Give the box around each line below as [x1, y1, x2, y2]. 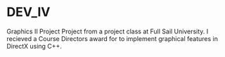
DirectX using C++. [6, 42, 63, 50]
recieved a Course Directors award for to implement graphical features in [6, 34, 219, 42]
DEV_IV [6, 4, 51, 20]
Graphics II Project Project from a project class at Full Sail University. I [6, 27, 209, 35]
